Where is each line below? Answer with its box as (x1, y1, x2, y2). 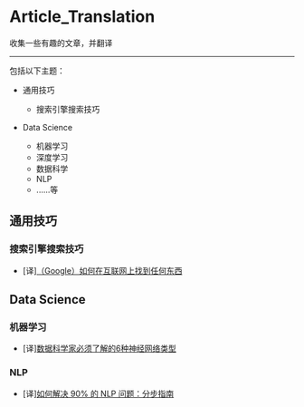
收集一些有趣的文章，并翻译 (9, 37, 113, 48)
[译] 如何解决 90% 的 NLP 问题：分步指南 (22, 388, 175, 399)
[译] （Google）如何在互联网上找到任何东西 (22, 265, 183, 276)
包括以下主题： (9, 65, 65, 76)
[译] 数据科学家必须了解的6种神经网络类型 (22, 343, 176, 354)
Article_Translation (9, 6, 156, 27)
